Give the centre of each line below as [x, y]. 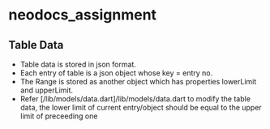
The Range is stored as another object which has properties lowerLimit [138, 82]
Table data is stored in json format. [78, 64]
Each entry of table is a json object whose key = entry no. [116, 73]
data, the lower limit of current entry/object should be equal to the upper [141, 107]
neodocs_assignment [82, 15]
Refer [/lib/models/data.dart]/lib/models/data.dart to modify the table [135, 99]
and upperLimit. [47, 90]
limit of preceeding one [59, 116]
